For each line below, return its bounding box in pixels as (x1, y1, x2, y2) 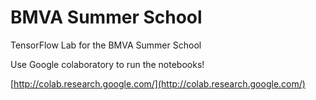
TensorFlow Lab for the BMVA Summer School (10, 39, 202, 51)
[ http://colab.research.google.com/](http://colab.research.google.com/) (10, 77, 306, 90)
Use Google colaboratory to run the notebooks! (10, 58, 205, 70)
